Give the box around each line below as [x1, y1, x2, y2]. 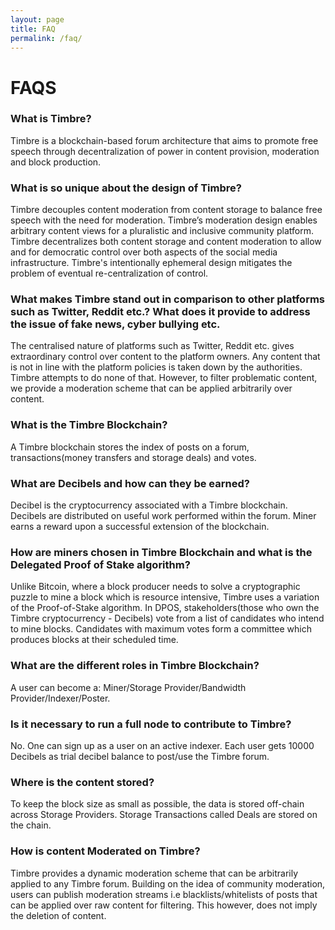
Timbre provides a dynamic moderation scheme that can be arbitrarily [10, 867, 299, 879]
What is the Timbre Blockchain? [10, 418, 168, 432]
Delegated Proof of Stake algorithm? [10, 557, 191, 571]
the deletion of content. [10, 909, 107, 921]
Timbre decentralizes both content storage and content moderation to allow [10, 236, 322, 248]
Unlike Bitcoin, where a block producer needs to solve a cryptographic [10, 581, 301, 593]
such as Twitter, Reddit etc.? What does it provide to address [10, 305, 311, 319]
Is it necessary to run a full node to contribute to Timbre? [10, 717, 292, 731]
